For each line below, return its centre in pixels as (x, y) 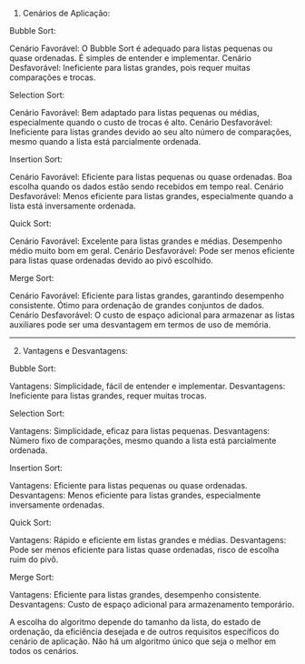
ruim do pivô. (34, 559)
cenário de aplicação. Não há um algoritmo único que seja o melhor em (143, 641)
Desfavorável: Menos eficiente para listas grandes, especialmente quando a (151, 196)
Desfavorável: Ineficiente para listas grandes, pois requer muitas (130, 68)
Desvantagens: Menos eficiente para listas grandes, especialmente (135, 495)
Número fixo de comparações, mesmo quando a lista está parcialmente (143, 441)
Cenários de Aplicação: (66, 13)
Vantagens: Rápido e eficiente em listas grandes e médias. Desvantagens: (148, 540)
